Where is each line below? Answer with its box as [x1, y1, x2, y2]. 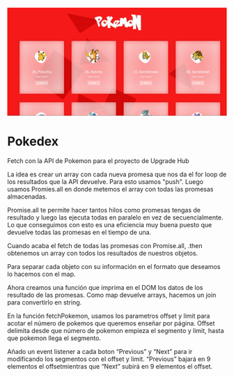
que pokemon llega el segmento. [7, 334, 101, 342]
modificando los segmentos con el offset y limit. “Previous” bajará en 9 [7, 355, 211, 363]
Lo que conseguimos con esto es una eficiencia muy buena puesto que [7, 220, 212, 229]
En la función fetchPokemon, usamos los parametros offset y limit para [7, 311, 210, 320]
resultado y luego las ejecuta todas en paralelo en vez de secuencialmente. [7, 213, 224, 222]
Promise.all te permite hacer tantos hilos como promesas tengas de [7, 206, 201, 214]
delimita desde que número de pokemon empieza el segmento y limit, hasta [7, 326, 224, 334]
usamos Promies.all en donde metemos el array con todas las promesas [7, 185, 214, 193]
